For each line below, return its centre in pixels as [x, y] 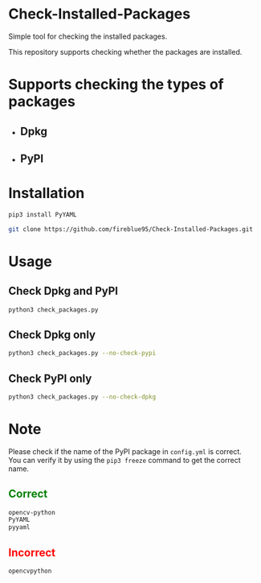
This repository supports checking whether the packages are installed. [125, 52]
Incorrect [32, 552]
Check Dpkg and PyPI [63, 291]
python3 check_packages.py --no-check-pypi [82, 354]
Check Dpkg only [52, 335]
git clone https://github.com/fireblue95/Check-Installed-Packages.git [130, 229]
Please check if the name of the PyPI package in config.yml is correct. [125, 451]
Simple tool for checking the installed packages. [88, 36]
